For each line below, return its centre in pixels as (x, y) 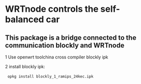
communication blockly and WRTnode (65, 45)
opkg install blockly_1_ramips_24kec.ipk (50, 77)
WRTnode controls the (52, 9)
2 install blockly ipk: (25, 67)
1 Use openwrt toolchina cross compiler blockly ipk (57, 57)
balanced (25, 19)
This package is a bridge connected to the (71, 38)
